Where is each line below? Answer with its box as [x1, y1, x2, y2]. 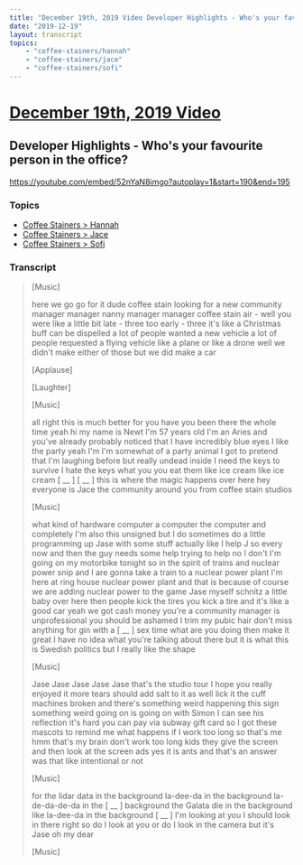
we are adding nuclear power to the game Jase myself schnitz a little [31, 586, 288, 597]
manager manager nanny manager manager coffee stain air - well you [31, 309, 291, 320]
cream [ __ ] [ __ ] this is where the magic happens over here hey [31, 475, 271, 486]
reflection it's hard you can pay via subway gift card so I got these [31, 717, 278, 728]
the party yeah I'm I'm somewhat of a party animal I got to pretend [31, 446, 279, 457]
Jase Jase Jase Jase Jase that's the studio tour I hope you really [31, 679, 273, 690]
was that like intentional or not [31, 756, 144, 767]
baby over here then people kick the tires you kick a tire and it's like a [31, 596, 289, 607]
